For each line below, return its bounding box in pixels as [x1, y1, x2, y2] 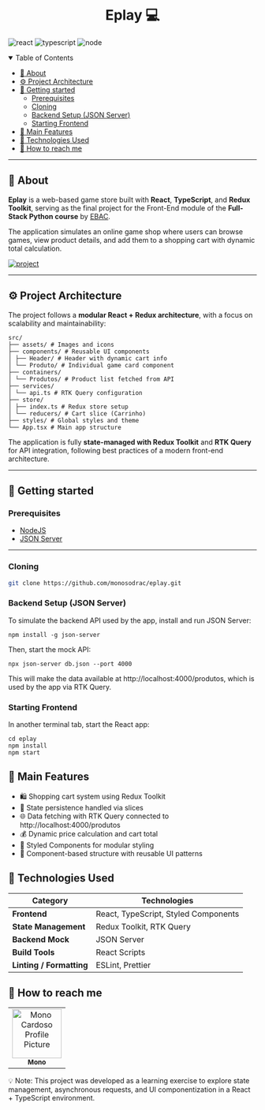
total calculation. [8, 244, 62, 253]
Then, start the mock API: [8, 644, 91, 654]
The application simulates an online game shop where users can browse [8, 226, 243, 237]
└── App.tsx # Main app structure [8, 423, 122, 431]
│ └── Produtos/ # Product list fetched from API [8, 375, 175, 383]
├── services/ [8, 382, 55, 390]
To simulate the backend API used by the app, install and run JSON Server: [8, 616, 252, 625]
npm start [8, 749, 41, 757]
